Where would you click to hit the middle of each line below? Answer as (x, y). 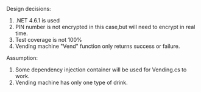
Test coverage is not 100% (48, 40)
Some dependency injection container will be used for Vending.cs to (101, 70)
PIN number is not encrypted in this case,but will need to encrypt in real (105, 27)
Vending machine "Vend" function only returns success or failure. (97, 46)
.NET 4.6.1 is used (37, 20)
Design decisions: (29, 9)
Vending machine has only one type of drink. (71, 82)
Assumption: (22, 58)
